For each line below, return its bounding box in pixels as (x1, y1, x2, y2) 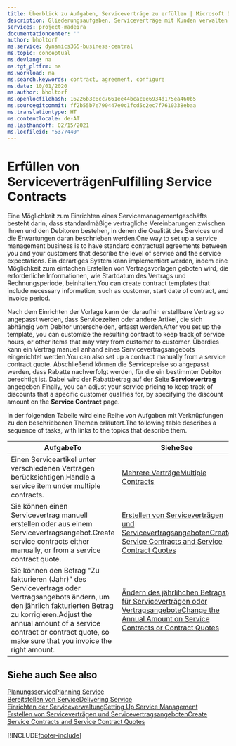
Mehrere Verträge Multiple (122, 468, 207, 478)
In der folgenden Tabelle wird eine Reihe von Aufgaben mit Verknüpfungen (7, 411, 223, 420)
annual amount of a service (11, 618, 101, 628)
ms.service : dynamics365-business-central (7, 43, 133, 50)
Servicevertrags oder (11, 583, 81, 593)
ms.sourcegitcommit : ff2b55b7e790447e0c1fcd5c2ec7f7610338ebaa (7, 102, 197, 109)
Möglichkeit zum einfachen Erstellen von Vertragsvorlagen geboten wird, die (7, 264, 229, 273)
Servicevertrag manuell (11, 510, 88, 520)
